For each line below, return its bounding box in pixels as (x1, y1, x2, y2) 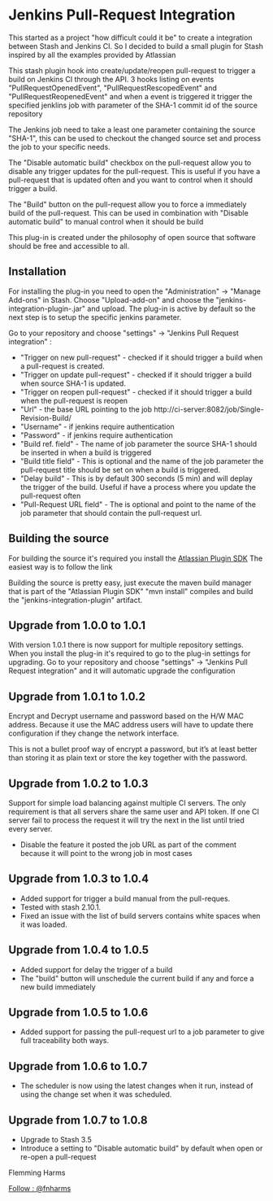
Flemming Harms (8, 1168, 66, 1177)
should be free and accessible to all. (8, 241, 130, 251)
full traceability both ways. (19, 1036, 110, 1046)
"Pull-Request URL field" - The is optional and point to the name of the (19, 499, 256, 509)
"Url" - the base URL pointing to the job (19, 404, 153, 414)
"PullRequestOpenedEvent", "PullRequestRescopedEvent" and (8, 83, 217, 93)
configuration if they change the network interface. (8, 728, 180, 738)
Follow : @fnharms (8, 1184, 71, 1194)
